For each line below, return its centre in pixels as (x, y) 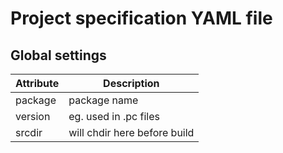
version (33, 116)
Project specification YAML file (141, 18)
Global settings (58, 55)
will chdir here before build (131, 132)
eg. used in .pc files (114, 116)
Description (131, 83)
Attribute (37, 83)
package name (103, 100)
